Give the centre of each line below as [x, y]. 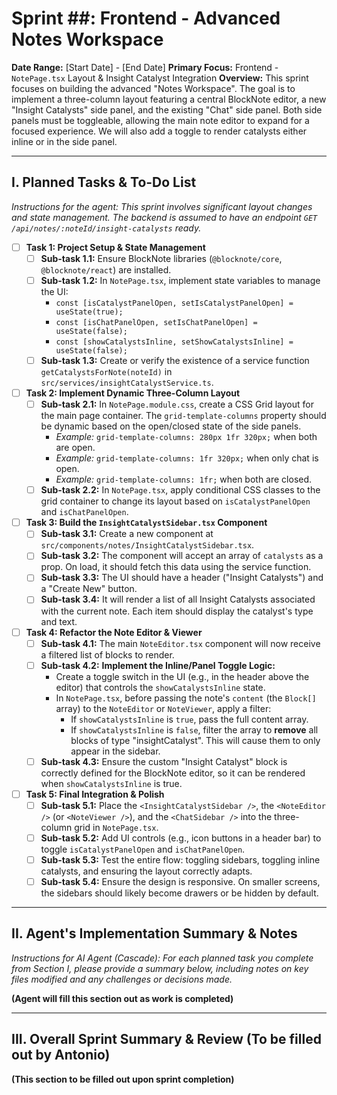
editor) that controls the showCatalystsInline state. [160, 687]
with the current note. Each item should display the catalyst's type [177, 611]
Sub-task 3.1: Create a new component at [127, 534]
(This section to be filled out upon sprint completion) [123, 1079]
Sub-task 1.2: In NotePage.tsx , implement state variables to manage [180, 280]
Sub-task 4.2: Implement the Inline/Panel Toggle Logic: [158, 665]
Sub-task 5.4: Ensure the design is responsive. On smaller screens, [180, 881]
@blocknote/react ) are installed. [106, 269]
